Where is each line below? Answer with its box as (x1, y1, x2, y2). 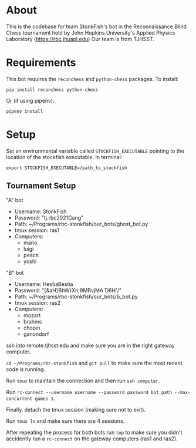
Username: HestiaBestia (14, 280, 73, 288)
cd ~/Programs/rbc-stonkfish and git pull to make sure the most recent (6, 359, 183, 366)
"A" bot (6, 196, 23, 203)
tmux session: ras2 (14, 299, 60, 306)
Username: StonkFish (14, 208, 67, 215)
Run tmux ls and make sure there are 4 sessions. (6, 417, 125, 425)
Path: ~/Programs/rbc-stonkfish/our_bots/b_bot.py (14, 293, 138, 300)
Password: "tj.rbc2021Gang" (14, 214, 84, 221)
